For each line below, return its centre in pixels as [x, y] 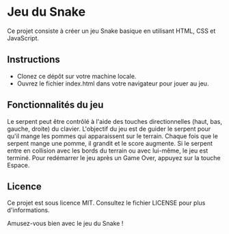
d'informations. [28, 210]
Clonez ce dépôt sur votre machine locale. [77, 76]
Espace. [18, 165]
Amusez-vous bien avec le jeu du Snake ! [65, 224]
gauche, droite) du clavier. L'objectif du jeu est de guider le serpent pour [109, 129]
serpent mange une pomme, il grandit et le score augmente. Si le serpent [110, 143]
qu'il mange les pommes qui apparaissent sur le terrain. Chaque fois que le [113, 136]
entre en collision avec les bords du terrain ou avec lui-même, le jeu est [108, 151]
